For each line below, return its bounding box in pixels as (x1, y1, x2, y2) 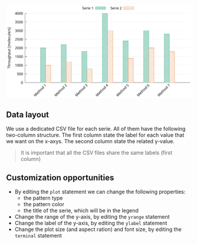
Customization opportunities (6, 173, 114, 183)
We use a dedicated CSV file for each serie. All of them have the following (6, 126, 186, 133)
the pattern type (23, 194, 63, 202)
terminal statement (14, 232, 62, 239)
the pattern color (23, 201, 65, 208)
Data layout (6, 110, 49, 120)
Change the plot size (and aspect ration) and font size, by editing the (14, 226, 182, 233)
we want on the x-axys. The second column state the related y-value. (6, 138, 175, 145)
